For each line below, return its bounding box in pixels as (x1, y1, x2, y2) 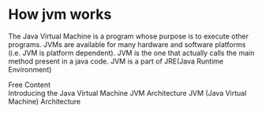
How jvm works (8, 5, 112, 24)
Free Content (8, 80, 51, 89)
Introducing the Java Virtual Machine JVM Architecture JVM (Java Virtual (8, 88, 247, 97)
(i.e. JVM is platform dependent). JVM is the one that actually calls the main (8, 48, 255, 57)
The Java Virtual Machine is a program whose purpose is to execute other (8, 31, 249, 41)
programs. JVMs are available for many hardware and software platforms (8, 39, 246, 49)
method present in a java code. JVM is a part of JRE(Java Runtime (8, 56, 224, 66)
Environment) (8, 64, 52, 74)
